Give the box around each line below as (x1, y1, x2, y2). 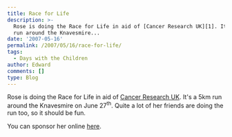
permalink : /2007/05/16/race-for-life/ (7, 42, 122, 49)
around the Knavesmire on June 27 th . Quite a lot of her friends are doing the (7, 101, 224, 110)
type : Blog (7, 74, 39, 81)
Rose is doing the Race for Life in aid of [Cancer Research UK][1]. (13, 23, 217, 30)
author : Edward (7, 61, 51, 68)
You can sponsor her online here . (7, 122, 102, 131)
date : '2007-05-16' (7, 36, 64, 43)
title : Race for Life (7, 10, 70, 17)
